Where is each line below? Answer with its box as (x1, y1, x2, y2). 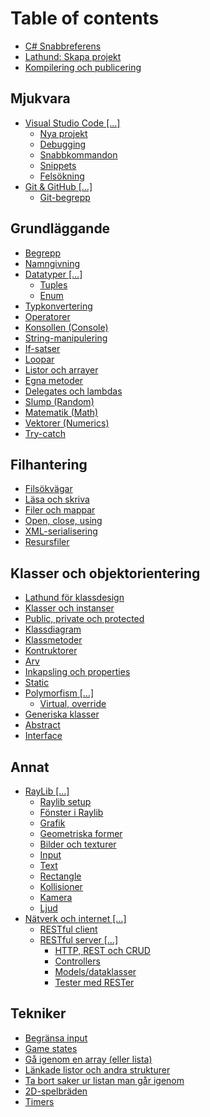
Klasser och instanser (24, 602, 115, 614)
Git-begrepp (39, 191, 91, 203)
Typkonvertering (24, 300, 93, 312)
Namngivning (24, 257, 81, 269)
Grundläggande (10, 220, 111, 237)
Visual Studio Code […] (24, 117, 121, 129)
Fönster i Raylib (39, 807, 104, 818)
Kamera (39, 892, 73, 903)
